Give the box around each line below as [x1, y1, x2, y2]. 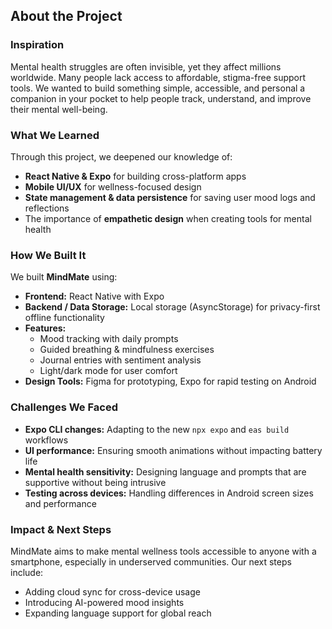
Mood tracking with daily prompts [39, 333, 179, 345]
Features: [24, 322, 67, 334]
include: [10, 566, 44, 578]
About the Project [10, 8, 123, 25]
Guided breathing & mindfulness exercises [39, 344, 215, 356]
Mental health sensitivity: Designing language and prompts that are [24, 465, 307, 478]
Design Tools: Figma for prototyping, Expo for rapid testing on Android [24, 375, 317, 388]
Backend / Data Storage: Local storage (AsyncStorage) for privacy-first [24, 301, 321, 313]
